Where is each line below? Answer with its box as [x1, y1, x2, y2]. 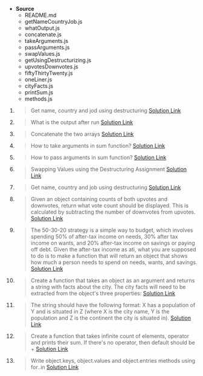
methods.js [24, 95, 53, 102]
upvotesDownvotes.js [24, 63, 79, 70]
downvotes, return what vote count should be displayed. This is [30, 202, 189, 209]
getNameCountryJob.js [24, 18, 83, 25]
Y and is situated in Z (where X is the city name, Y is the [30, 308, 170, 315]
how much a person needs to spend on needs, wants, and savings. [30, 259, 198, 266]
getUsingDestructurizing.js [24, 57, 92, 64]
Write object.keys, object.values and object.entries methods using [30, 357, 196, 364]
